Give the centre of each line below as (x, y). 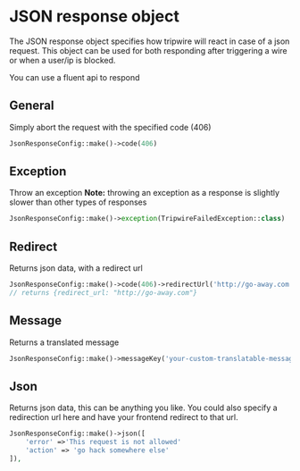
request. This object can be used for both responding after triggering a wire (148, 50)
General (32, 106)
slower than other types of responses (78, 202)
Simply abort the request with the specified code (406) (110, 127)
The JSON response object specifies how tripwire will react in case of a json (150, 41)
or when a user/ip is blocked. (62, 60)
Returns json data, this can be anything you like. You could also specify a (144, 408)
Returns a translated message (64, 342)
